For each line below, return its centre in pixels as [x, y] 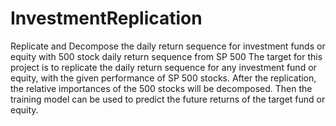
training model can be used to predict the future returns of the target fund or [168, 99]
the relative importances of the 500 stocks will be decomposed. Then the [161, 88]
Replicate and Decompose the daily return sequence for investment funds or [168, 46]
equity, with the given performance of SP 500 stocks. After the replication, [163, 78]
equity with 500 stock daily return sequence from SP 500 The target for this [166, 56]
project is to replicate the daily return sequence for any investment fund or [163, 67]
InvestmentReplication [106, 18]
